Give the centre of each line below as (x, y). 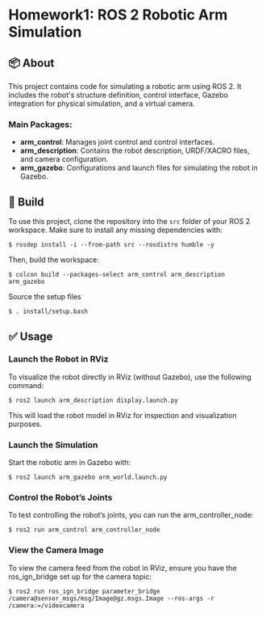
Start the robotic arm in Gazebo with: (70, 463)
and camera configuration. (64, 159)
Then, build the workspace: (54, 260)
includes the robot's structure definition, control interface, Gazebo (118, 95)
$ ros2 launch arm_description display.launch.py (94, 400)
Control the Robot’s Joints (60, 497)
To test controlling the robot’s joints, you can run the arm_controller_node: (131, 515)
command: (26, 385)
